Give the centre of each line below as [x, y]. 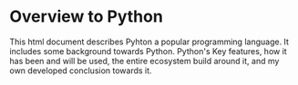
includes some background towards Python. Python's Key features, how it [148, 51]
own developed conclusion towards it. [81, 71]
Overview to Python [87, 17]
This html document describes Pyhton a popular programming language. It [149, 42]
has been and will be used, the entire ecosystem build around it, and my [144, 61]
